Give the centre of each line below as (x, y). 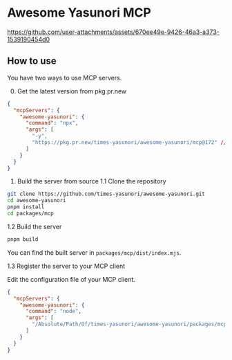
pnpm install (26, 207)
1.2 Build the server (35, 226)
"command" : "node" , (53, 312)
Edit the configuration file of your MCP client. (71, 279)
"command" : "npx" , (52, 123)
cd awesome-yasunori (37, 201)
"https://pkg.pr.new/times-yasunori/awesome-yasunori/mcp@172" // (129, 143)
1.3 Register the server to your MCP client (66, 266)
